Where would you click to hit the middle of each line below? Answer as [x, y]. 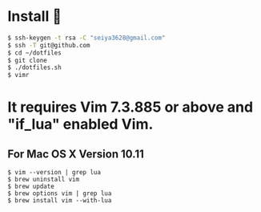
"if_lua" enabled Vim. [80, 124]
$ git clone [27, 60]
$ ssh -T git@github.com [49, 45]
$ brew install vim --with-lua [60, 201]
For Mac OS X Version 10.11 [76, 154]
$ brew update [31, 187]
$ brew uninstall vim [44, 180]
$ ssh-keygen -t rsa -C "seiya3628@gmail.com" [86, 38]
